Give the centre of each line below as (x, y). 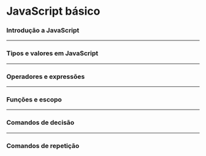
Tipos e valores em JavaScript (52, 53)
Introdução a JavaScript (43, 31)
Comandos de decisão (40, 122)
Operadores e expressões (46, 76)
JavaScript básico (53, 11)
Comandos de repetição (43, 146)
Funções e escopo (34, 99)
